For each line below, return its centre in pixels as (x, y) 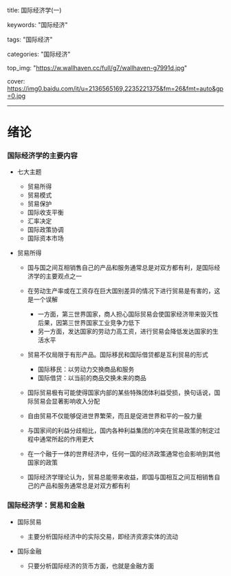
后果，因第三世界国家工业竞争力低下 (89, 323)
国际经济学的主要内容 (42, 156)
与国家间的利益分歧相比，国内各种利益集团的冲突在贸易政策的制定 (121, 430)
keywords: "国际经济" (37, 25)
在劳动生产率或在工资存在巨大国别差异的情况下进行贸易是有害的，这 (124, 291)
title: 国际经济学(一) (34, 10)
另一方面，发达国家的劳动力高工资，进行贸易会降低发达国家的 (125, 331)
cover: (16, 81)
